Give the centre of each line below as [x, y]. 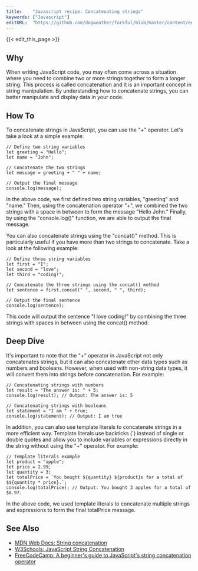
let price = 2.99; [29, 467]
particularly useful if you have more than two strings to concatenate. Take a [98, 242]
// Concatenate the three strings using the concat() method [83, 285]
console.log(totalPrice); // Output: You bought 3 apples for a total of [99, 487]
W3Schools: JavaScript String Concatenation [70, 549]
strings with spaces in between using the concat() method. [77, 323]
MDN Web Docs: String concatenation [61, 543]
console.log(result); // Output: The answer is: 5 [70, 395]
